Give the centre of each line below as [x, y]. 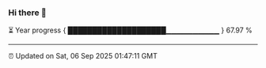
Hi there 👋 [28, 13]
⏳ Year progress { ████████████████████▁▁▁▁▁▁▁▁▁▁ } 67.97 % [131, 30]
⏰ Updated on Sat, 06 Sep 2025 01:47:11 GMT [83, 56]
